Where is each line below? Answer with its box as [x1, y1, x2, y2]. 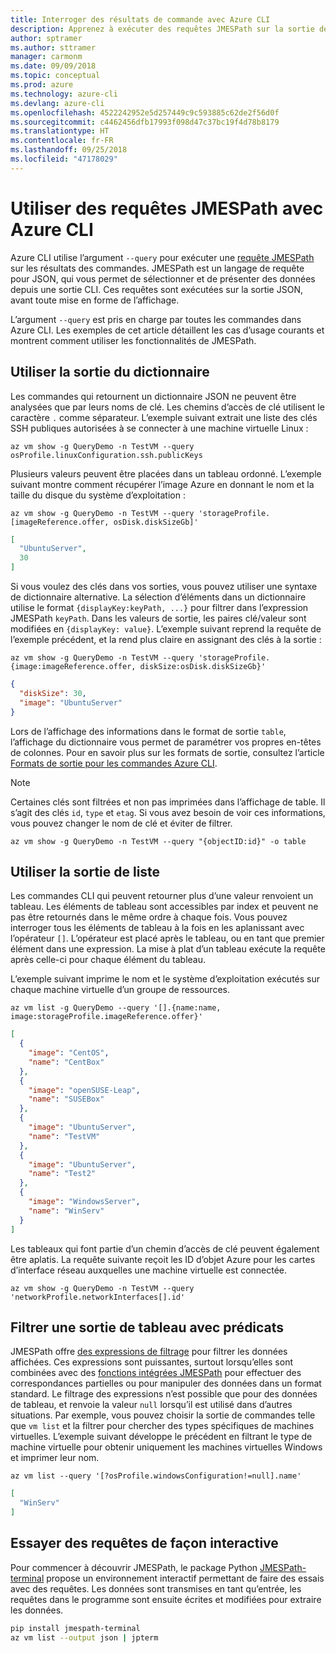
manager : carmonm [10, 52, 83, 62]
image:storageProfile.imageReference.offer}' [10, 1012, 203, 1022]
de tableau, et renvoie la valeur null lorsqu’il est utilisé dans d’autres [10, 1399, 293, 1411]
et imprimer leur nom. [10, 1452, 100, 1464]
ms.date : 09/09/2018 [10, 61, 97, 71]
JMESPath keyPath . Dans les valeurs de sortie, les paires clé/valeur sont [10, 612, 307, 624]
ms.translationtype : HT [10, 126, 110, 136]
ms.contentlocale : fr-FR [10, 136, 114, 146]
